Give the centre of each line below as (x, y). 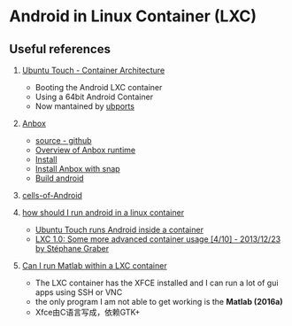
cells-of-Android (52, 195)
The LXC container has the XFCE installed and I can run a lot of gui (157, 283)
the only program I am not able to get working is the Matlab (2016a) (159, 302)
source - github (63, 140)
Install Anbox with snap (78, 169)
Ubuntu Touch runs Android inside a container (119, 229)
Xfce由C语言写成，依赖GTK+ (88, 312)
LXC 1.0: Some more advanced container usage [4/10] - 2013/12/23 (158, 239)
